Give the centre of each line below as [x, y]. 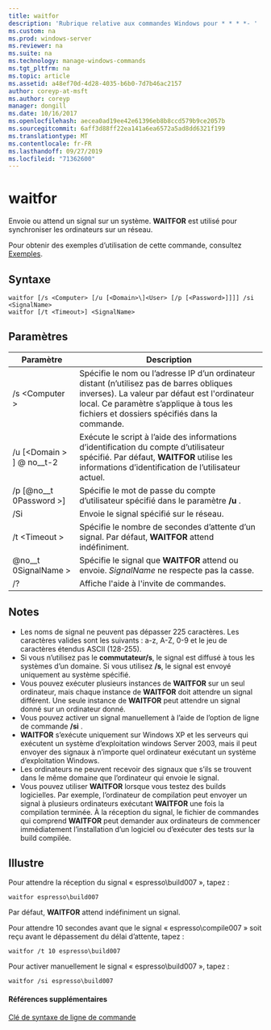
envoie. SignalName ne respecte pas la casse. [167, 570]
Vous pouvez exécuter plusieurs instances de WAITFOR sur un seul [132, 683]
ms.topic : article [39, 76]
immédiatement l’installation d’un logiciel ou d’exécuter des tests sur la [137, 829]
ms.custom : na [32, 31]
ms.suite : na [30, 53]
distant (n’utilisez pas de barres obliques [156, 383]
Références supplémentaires [58, 999]
